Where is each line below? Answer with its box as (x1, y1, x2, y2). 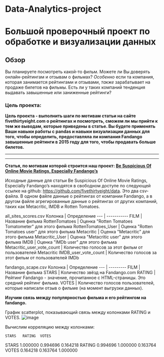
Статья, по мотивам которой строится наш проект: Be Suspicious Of (5, 163, 152, 169)
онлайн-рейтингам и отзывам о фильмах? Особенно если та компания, (5, 74, 155, 80)
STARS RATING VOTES (5, 333, 51, 339)
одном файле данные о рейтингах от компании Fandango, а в (24, 193, 153, 199)
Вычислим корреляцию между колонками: (5, 324, 95, 330)
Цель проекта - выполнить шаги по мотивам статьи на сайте (5, 113, 136, 119)
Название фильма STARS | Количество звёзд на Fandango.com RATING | (5, 270, 156, 276)
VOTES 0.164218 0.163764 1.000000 (5, 347, 78, 354)
